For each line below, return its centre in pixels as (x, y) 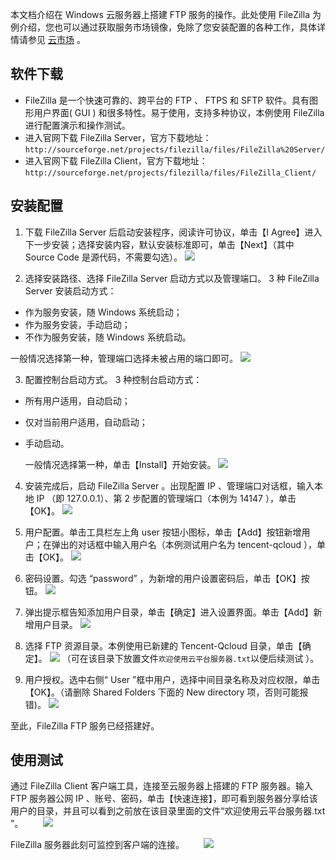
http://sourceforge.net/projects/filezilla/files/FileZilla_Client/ (170, 173)
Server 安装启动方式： (70, 290)
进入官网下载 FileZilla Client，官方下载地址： (116, 160)
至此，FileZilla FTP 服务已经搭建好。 (85, 725)
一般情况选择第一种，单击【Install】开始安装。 (120, 464)
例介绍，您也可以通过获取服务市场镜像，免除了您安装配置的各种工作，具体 (163, 27)
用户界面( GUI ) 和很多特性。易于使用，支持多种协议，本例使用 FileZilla (179, 112)
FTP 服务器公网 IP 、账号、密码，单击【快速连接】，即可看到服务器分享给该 (164, 799)
